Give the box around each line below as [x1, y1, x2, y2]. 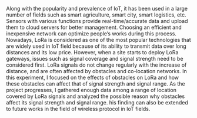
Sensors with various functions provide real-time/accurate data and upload [6, 18, 188, 24]
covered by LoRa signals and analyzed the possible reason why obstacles [6, 93, 185, 100]
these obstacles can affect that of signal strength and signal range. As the [6, 80, 185, 87]
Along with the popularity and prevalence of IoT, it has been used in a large [6, 5, 188, 12]
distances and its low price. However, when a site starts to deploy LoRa [6, 49, 179, 55]
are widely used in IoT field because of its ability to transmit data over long [6, 42, 186, 50]
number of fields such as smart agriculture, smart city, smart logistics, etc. [6, 11, 186, 18]
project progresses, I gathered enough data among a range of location [6, 87, 176, 93]
